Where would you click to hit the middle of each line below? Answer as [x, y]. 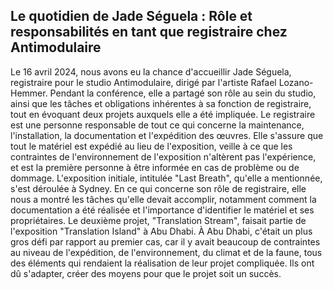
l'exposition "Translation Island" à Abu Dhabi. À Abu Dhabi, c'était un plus [161, 231]
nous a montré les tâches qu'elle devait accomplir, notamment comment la [163, 199]
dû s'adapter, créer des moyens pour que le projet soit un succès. [146, 273]
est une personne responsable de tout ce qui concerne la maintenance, [157, 125]
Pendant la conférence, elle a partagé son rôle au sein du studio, [183, 93]
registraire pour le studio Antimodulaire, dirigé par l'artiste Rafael [143, 82]
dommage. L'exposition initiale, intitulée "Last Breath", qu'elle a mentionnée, [166, 178]
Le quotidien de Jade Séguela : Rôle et [131, 16]
